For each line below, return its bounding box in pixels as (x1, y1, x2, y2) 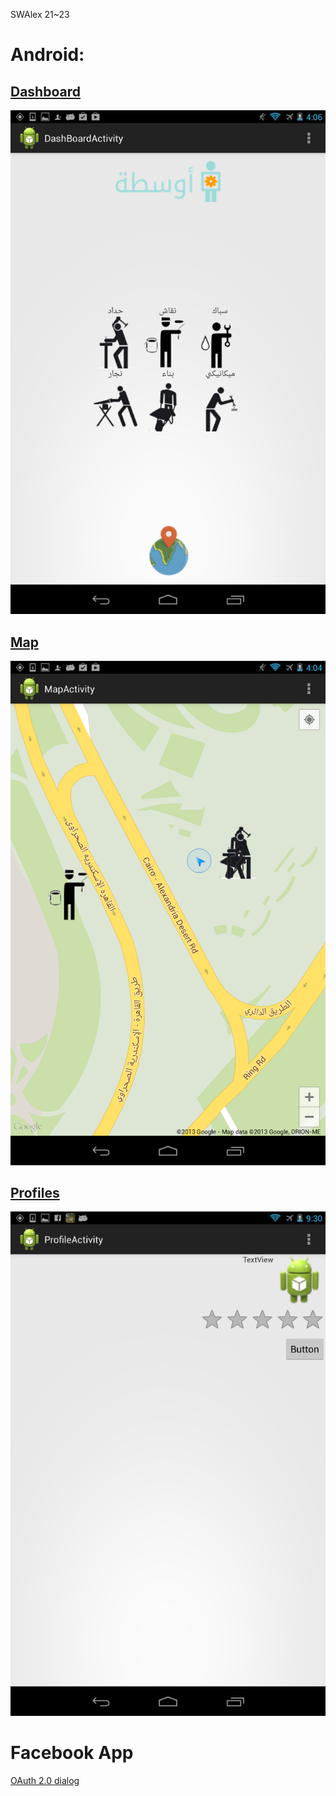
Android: (10, 44, 85, 66)
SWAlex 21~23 (10, 9, 70, 20)
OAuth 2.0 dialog (10, 1774, 80, 1786)
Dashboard (10, 83, 81, 100)
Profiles (10, 1184, 60, 1201)
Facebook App (10, 1741, 134, 1764)
